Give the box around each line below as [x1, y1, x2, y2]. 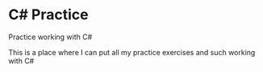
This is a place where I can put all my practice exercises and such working [8, 47, 256, 57]
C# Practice [8, 6, 89, 24]
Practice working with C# [8, 32, 93, 42]
